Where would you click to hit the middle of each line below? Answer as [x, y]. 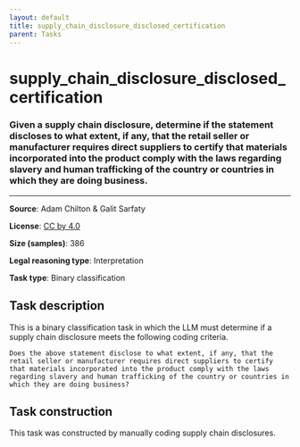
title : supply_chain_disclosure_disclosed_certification [117, 26]
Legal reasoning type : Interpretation [77, 261]
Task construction [61, 412]
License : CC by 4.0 [45, 226]
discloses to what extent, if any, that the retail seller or [129, 137]
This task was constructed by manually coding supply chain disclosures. [143, 433]
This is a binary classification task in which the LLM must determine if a [141, 327]
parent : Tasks [36, 34]
